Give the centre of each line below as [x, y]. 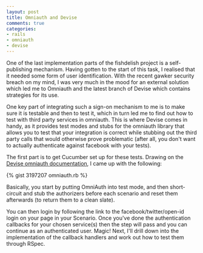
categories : [21, 29]
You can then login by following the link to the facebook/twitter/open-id [95, 211]
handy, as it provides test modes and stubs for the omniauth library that [95, 126]
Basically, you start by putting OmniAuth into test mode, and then [87, 187]
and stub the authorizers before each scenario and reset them [101, 193]
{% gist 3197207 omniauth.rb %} [47, 175]
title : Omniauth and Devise [42, 18]
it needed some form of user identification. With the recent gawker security [100, 76]
